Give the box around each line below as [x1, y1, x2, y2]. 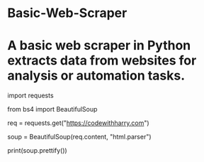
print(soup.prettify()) [7, 146, 67, 155]
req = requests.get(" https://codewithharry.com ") [7, 119, 150, 127]
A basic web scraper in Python [7, 38, 191, 54]
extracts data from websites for [7, 53, 197, 69]
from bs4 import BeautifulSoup [7, 105, 98, 114]
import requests [7, 91, 55, 100]
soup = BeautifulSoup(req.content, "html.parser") [7, 133, 152, 141]
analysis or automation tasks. [7, 67, 186, 84]
